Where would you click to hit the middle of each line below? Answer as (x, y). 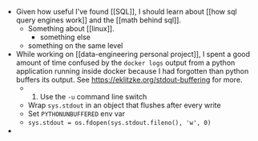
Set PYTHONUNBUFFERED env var (77, 114)
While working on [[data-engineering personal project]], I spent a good (133, 54)
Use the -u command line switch (93, 97)
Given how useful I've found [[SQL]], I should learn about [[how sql (127, 12)
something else (65, 37)
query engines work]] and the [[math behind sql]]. (99, 20)
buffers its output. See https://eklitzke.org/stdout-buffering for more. (129, 80)
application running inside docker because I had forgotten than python (132, 71)
